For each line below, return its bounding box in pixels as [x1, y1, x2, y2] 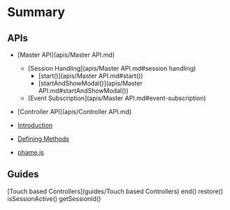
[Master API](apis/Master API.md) [17, 50, 115, 59]
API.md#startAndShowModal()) [38, 87, 129, 94]
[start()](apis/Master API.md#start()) [38, 71, 143, 80]
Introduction [17, 121, 53, 129]
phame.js [17, 148, 44, 156]
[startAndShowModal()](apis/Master [38, 79, 143, 87]
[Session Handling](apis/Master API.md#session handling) [27, 64, 196, 72]
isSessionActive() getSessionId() [7, 194, 101, 203]
